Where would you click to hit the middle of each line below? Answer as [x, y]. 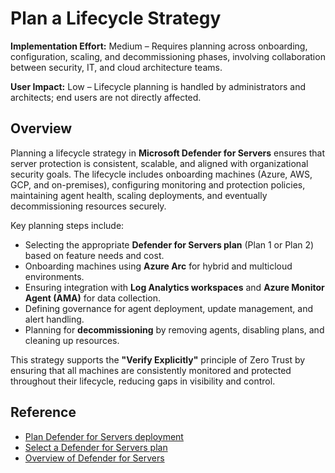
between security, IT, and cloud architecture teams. [116, 67]
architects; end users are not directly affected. [106, 97]
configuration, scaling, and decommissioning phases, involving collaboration [168, 56]
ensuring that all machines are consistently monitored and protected [151, 370]
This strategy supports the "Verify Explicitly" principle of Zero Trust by [158, 359]
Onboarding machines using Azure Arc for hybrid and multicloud [158, 266]
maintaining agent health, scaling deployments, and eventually [139, 195]
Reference [43, 412]
